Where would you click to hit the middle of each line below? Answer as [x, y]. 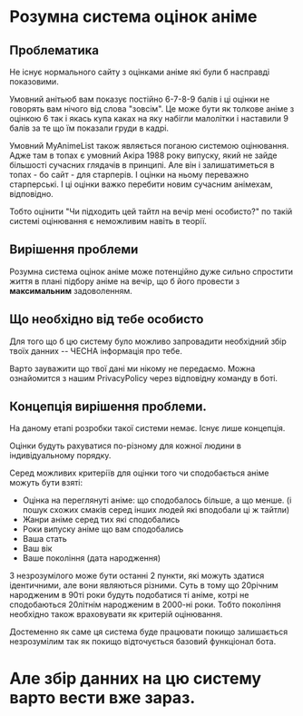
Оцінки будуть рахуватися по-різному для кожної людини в [126, 446]
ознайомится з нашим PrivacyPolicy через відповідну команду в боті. [144, 378]
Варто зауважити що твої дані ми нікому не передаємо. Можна [132, 368]
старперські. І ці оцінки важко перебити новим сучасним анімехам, [142, 184]
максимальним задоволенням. [71, 290]
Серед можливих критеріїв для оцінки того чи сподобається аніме [139, 473]
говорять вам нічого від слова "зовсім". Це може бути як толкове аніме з [152, 109]
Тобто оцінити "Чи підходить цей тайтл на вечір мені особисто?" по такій [151, 211]
